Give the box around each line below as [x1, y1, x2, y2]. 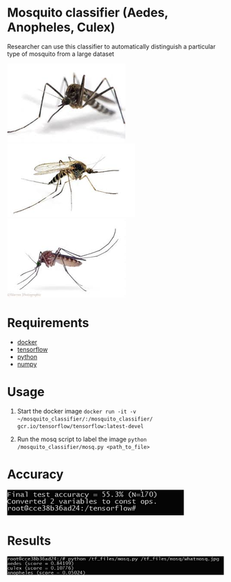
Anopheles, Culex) [7, 19, 115, 35]
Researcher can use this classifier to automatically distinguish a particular [7, 42, 216, 50]
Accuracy [7, 467, 64, 482]
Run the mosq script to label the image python [16, 435, 147, 443]
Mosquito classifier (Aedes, [7, 5, 168, 21]
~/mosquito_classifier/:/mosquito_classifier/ [16, 416, 153, 423]
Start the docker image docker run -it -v [16, 407, 136, 415]
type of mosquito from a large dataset [7, 50, 115, 58]
